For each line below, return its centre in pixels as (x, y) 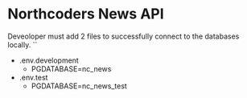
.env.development (49, 60)
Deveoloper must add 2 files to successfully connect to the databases (123, 36)
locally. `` (23, 44)
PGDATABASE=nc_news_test (79, 86)
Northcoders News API (86, 14)
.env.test (33, 77)
